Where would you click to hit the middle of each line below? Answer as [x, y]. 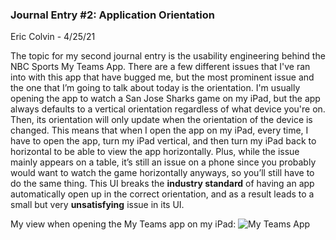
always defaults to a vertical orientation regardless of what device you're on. [168, 109]
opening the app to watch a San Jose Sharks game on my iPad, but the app [165, 99]
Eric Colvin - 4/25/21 [53, 37]
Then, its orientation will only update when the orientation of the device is [161, 120]
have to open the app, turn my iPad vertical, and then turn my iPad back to [163, 141]
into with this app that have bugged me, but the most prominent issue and [162, 77]
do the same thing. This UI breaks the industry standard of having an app [162, 184]
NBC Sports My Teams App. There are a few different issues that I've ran [160, 67]
